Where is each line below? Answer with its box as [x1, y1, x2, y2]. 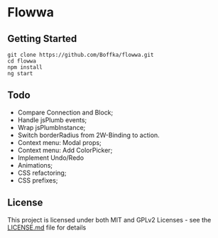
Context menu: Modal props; [17, 138, 102, 146]
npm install [7, 64, 43, 71]
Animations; [17, 161, 53, 169]
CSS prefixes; [17, 175, 58, 185]
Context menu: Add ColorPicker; [17, 146, 113, 154]
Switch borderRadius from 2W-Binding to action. [17, 131, 160, 139]
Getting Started [7, 33, 77, 45]
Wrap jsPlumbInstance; [17, 123, 86, 131]
